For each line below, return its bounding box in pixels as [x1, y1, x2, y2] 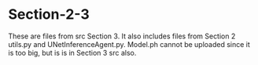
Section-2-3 [8, 5, 90, 23]
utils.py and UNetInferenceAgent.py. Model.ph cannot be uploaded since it [8, 39, 250, 49]
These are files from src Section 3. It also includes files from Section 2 [8, 31, 236, 41]
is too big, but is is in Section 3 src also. [8, 48, 137, 57]
